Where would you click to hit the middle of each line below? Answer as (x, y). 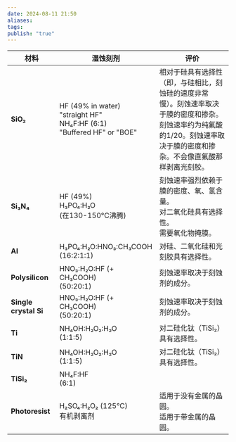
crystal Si (27, 311)
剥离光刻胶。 (188, 168)
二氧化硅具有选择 (195, 212)
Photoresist (31, 411)
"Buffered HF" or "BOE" (98, 132)
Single (22, 302)
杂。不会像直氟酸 (188, 157)
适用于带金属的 (184, 417)
